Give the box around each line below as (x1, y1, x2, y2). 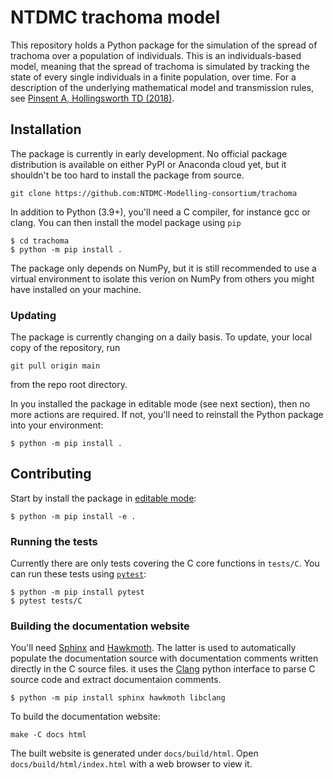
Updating (10, 308, 57, 322)
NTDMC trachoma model (10, 6, 221, 29)
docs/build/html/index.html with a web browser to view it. (10, 758, 253, 770)
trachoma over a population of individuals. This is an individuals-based (10, 49, 302, 61)
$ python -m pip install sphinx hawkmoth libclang (10, 693, 226, 703)
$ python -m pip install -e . (10, 511, 137, 521)
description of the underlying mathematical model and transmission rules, (10, 81, 315, 93)
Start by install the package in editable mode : (10, 492, 197, 504)
